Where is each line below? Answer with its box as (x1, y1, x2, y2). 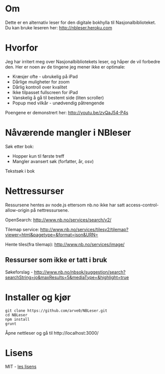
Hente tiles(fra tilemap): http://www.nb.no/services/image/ (5, 241, 125, 247)
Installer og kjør (5, 291, 71, 303)
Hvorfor (5, 42, 38, 54)
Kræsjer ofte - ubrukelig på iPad (12, 73, 78, 80)
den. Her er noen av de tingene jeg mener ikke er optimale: (5, 64, 125, 70)
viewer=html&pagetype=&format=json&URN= (5, 232, 98, 238)
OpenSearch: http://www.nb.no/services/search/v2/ (5, 217, 111, 223)
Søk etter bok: (5, 143, 34, 149)
